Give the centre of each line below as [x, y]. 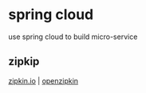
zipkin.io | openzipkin [43, 80]
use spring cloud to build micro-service [73, 37]
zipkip [24, 62]
